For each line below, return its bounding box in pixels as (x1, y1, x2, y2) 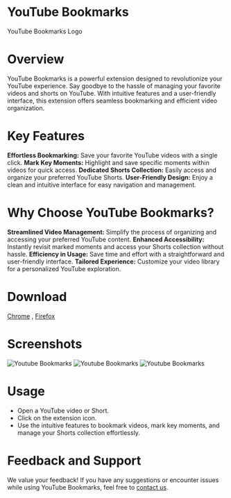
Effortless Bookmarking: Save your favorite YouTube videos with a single (7, 151, 218, 160)
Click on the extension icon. (17, 413, 97, 422)
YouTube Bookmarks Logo (7, 27, 83, 35)
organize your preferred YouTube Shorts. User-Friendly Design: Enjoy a (7, 173, 214, 181)
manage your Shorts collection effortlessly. (17, 428, 141, 437)
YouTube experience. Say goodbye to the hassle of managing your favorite (7, 81, 221, 90)
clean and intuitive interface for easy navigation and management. (7, 180, 196, 189)
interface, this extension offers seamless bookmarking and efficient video (7, 96, 218, 105)
